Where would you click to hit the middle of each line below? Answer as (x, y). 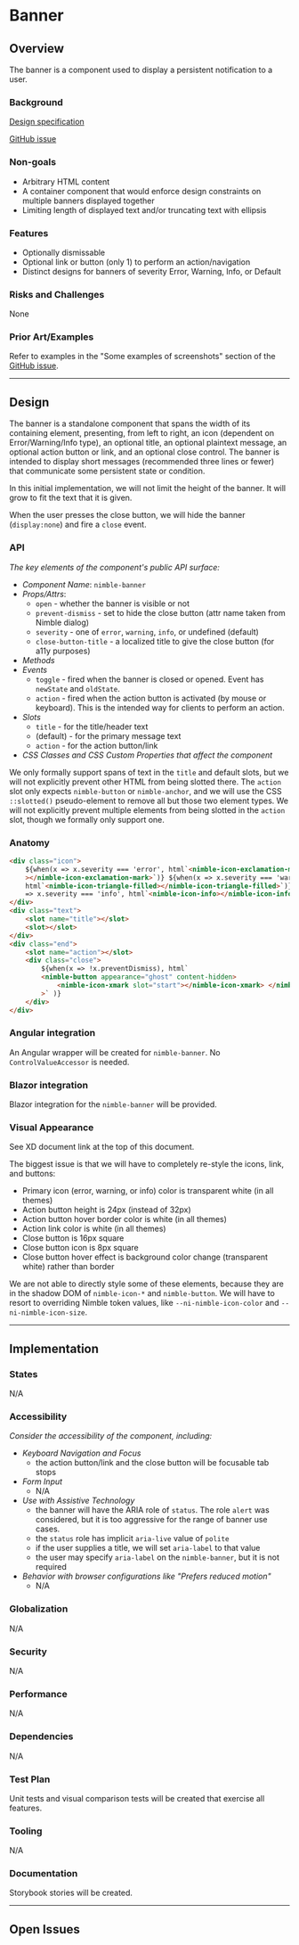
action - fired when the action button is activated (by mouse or (151, 698)
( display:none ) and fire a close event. (78, 525)
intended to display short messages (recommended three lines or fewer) (142, 462)
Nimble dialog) (62, 622)
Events (34, 669)
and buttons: (32, 1174)
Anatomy (30, 842)
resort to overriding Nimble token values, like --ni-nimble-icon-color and (144, 1303)
